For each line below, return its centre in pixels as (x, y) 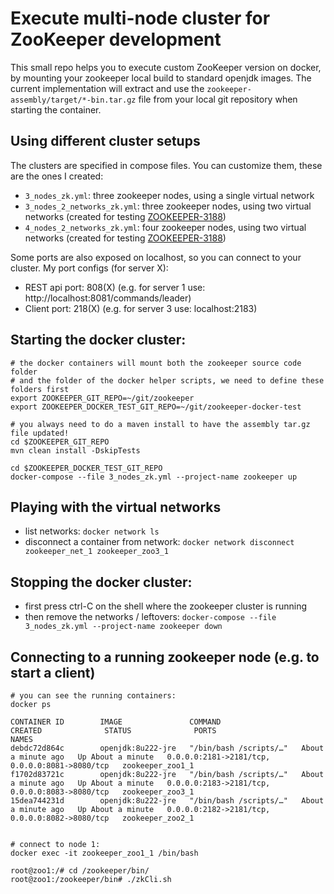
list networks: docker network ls (92, 531)
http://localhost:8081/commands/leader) (108, 298)
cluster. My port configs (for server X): (89, 268)
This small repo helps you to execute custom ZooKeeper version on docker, (166, 67)
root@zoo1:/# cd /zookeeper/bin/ (80, 871)
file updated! (40, 433)
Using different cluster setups (105, 141)
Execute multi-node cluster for (140, 18)
